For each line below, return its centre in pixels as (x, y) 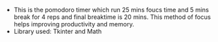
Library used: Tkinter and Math (58, 31)
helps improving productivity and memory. (74, 24)
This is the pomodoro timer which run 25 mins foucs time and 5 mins (111, 10)
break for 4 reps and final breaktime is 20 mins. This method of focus (112, 17)
